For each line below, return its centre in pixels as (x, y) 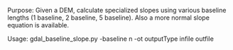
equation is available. (38, 25)
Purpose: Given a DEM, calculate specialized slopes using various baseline (117, 10)
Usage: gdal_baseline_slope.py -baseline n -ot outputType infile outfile (111, 39)
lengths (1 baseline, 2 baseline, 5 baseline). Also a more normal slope (108, 18)
